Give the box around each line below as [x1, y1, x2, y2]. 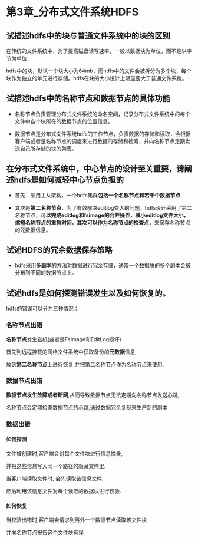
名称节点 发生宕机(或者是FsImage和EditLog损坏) [6, 335, 122, 342]
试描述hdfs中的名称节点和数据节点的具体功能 [6, 94, 171, 104]
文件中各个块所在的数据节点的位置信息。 [14, 117, 113, 124]
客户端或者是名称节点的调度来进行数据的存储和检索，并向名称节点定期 [14, 137, 186, 144]
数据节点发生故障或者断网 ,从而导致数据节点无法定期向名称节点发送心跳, [6, 391, 180, 398]
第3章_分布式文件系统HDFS [6, 5, 139, 19]
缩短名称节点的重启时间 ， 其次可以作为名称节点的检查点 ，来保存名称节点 [14, 219, 190, 226]
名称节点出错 [6, 321, 43, 329]
